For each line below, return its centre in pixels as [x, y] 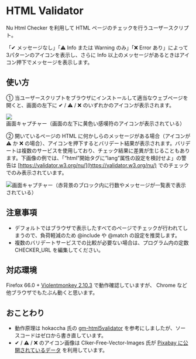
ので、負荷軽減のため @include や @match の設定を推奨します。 [102, 235]
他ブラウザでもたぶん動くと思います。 [52, 293]
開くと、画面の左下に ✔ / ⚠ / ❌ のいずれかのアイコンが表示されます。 [90, 105]
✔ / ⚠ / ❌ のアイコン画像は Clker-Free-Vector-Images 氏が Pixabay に [99, 343]
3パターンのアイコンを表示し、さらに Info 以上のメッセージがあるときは [93, 55]
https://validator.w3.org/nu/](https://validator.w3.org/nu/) [88, 165]
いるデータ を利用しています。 [71, 350]
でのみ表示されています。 [37, 172]
